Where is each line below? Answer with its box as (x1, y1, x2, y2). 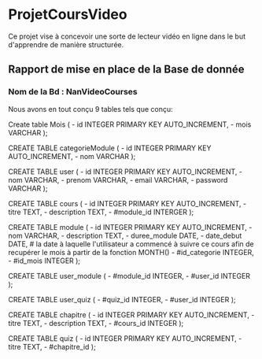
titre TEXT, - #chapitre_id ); (8, 342, 96, 351)
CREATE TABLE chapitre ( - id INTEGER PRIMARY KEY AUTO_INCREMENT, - (8, 309, 255, 320)
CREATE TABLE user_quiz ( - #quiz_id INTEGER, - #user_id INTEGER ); (8, 294, 236, 304)
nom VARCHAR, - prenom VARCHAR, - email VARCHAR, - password (8, 175, 228, 184)
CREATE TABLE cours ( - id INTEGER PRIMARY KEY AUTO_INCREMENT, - (8, 198, 246, 208)
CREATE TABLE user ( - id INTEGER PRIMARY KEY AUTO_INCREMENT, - (8, 167, 242, 176)
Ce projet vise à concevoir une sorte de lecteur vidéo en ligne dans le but (8, 31, 246, 41)
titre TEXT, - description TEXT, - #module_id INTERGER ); (8, 207, 194, 217)
